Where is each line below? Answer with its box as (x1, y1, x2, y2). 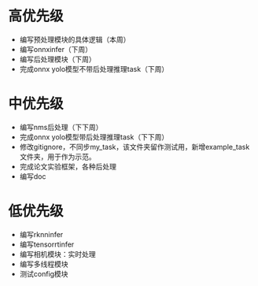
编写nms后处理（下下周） (19, 122, 103, 132)
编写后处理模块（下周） (19, 54, 96, 64)
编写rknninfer (19, 229, 64, 239)
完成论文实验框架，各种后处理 (19, 162, 116, 171)
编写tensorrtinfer (19, 240, 75, 249)
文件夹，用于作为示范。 (19, 151, 96, 162)
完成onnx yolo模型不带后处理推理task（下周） (19, 64, 169, 73)
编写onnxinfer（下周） (19, 44, 93, 54)
